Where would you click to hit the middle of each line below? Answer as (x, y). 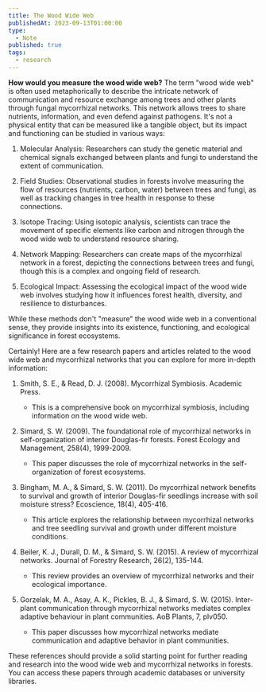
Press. (30, 391)
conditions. (50, 536)
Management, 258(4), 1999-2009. (75, 448)
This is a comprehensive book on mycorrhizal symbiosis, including (141, 407)
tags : (17, 52)
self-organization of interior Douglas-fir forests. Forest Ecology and (130, 439)
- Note (26, 38)
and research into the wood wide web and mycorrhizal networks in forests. (131, 664)
